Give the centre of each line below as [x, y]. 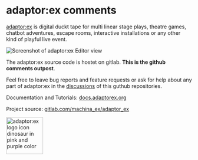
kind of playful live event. [37, 39]
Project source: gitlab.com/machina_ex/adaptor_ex [68, 109]
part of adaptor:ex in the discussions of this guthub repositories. [84, 86]
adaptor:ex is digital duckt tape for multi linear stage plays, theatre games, [96, 27]
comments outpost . [31, 68]
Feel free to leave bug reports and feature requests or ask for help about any [99, 80]
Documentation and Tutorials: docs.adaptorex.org [66, 97]
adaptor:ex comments [61, 10]
